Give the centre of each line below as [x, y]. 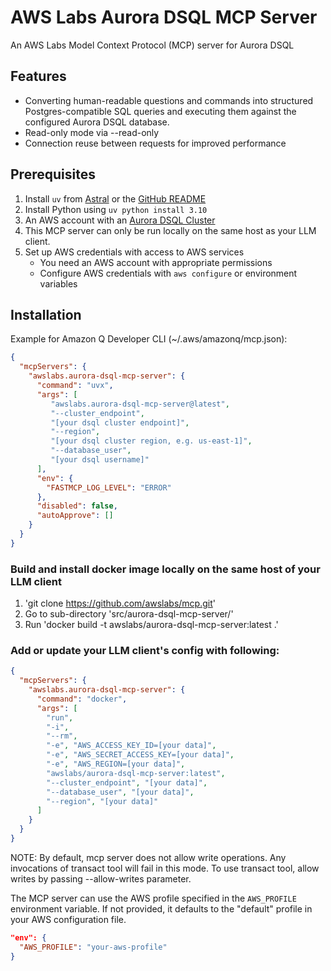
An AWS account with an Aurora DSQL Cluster [120, 220]
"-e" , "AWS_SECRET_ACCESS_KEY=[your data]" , [140, 755]
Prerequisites [53, 174]
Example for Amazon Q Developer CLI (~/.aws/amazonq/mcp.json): [149, 339]
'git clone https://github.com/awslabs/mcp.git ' [120, 603]
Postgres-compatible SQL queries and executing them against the [160, 111]
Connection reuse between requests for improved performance [155, 143]
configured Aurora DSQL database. [97, 122]
